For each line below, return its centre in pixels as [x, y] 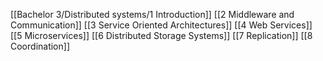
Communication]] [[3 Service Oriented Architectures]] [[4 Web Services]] [161, 25]
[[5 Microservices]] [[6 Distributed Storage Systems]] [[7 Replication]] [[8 [161, 35]
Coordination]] [40, 46]
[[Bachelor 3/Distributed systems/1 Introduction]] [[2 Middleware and [152, 14]
